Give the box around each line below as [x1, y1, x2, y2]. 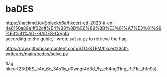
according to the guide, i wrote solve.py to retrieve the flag [5, 36, 127, 42]
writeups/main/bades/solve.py [5, 51, 68, 57]
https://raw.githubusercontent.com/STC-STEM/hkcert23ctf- [5, 45, 129, 51]
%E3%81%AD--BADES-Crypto [5, 30, 69, 36]
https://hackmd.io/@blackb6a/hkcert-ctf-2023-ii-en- [5, 20, 115, 26]
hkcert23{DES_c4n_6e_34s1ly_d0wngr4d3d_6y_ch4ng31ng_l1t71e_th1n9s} [5, 66, 157, 72]
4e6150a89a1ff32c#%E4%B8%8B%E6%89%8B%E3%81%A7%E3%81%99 [5, 25, 162, 31]
